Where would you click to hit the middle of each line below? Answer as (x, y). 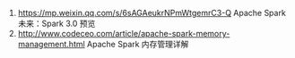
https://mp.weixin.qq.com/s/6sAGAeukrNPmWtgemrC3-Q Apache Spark (152, 13)
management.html (51, 44)
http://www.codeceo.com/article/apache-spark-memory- (124, 33)
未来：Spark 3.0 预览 (56, 23)
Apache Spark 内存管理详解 (138, 44)
